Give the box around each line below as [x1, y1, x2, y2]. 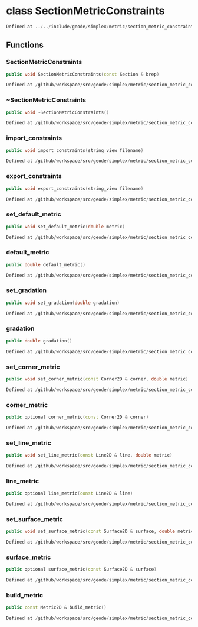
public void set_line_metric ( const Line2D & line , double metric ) [6, 452, 173, 458]
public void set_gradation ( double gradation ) [6, 300, 120, 306]
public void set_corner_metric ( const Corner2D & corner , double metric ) [6, 376, 189, 382]
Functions [6, 40, 44, 50]
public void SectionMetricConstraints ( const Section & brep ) [6, 71, 160, 77]
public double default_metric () [6, 261, 85, 267]
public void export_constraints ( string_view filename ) [6, 185, 144, 192]
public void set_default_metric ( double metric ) [6, 224, 126, 230]
